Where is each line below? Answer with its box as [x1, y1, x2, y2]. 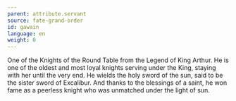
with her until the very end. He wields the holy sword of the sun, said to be [7, 71, 223, 80]
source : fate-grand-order [7, 17, 83, 24]
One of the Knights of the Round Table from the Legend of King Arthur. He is [7, 56, 229, 64]
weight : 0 [7, 37, 37, 44]
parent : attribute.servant [7, 10, 87, 18]
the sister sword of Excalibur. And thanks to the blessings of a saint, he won [7, 78, 228, 87]
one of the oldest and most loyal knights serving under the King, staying [7, 64, 216, 72]
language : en [7, 30, 46, 37]
